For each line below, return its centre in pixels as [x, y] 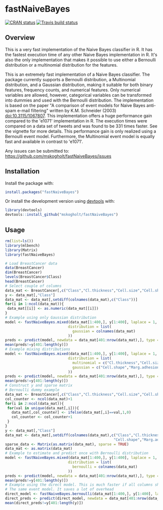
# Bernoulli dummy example [32, 390]
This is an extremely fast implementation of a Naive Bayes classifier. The [78, 74]
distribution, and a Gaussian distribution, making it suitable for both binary [79, 85]
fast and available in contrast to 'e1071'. [44, 141]
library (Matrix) [21, 250]
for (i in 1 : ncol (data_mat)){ [34, 304]
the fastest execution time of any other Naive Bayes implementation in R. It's [81, 54]
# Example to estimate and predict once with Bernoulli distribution [77, 453]
